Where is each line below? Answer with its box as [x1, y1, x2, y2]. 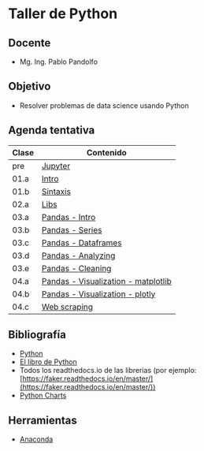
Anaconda [19, 434, 54, 444]
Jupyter [41, 160, 71, 171]
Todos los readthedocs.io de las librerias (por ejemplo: [19, 366, 197, 375]
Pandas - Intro [41, 211, 96, 222]
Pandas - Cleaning [41, 263, 112, 274]
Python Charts [19, 391, 67, 401]
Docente [8, 36, 51, 50]
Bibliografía [8, 328, 67, 341]
